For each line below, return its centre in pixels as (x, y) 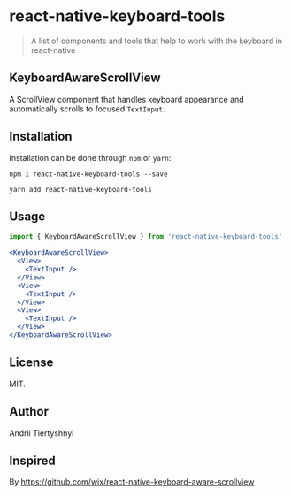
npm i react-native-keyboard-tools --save (88, 174)
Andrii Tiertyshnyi (42, 433)
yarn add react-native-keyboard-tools (80, 189)
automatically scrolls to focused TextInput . (87, 109)
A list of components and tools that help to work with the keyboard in (157, 41)
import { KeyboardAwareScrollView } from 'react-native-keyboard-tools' (146, 237)
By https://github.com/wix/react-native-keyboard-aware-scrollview (132, 482)
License (31, 363)
